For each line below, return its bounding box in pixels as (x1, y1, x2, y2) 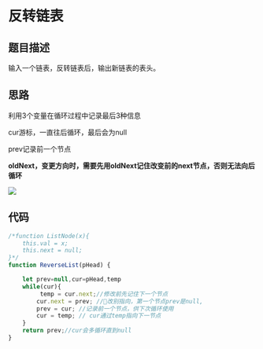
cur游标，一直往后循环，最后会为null (8, 127, 128, 137)
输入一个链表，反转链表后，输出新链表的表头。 (8, 64, 160, 72)
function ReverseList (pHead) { (8, 261, 111, 270)
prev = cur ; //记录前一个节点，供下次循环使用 (36, 304, 174, 313)
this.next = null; (22, 247, 83, 255)
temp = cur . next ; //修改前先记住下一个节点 (39, 290, 169, 298)
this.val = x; (22, 239, 69, 248)
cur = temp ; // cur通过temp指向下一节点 (36, 312, 161, 320)
